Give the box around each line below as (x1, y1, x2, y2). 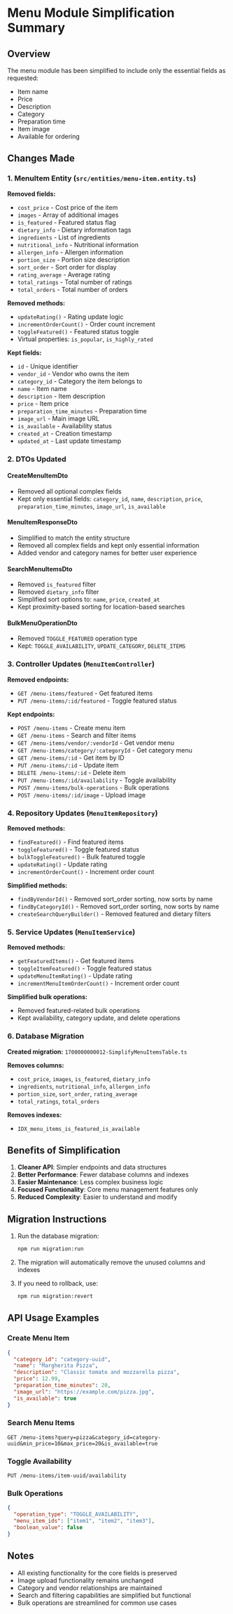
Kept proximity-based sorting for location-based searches (17, 602, 185, 611)
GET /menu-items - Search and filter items (17, 731, 136, 739)
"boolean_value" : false (13, 1524, 83, 1531)
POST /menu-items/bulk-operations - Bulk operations (17, 783, 169, 791)
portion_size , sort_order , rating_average (17, 1090, 138, 1098)
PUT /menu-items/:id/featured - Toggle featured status (17, 696, 177, 705)
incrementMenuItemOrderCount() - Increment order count (17, 979, 180, 988)
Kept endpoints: (7, 710, 55, 718)
